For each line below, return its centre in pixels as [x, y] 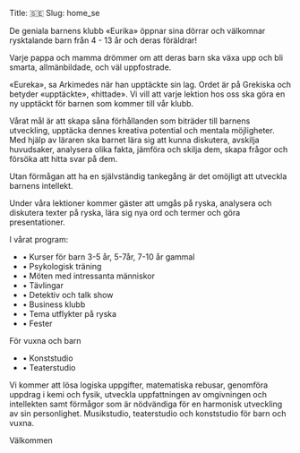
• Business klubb [54, 304]
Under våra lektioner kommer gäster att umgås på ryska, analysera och [141, 203]
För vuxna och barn [46, 341]
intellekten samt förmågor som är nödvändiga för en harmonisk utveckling [146, 404]
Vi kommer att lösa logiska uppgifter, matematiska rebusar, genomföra [139, 385]
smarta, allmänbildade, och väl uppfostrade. [90, 67]
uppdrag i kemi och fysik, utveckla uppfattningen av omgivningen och [138, 394]
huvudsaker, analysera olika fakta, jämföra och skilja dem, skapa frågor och [149, 150]
